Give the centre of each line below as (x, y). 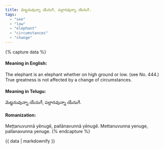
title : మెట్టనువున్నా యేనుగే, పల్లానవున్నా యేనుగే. (48, 10)
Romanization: (21, 115)
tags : (11, 14)
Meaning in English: (26, 63)
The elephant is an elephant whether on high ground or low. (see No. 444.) (82, 74)
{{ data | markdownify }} (30, 141)
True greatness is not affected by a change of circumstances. (69, 80)
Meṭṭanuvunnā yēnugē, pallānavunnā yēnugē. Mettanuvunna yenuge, (77, 126)
